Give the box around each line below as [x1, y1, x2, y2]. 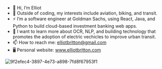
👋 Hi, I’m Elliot [12, 5, 42, 11]
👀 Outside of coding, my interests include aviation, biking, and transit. [12, 10, 158, 16]
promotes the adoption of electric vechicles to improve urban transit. [12, 34, 156, 40]
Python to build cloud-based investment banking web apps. [12, 23, 138, 29]
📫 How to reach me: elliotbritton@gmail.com [12, 39, 107, 45]
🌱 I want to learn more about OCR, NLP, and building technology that [12, 28, 156, 34]
